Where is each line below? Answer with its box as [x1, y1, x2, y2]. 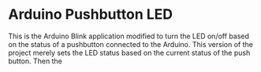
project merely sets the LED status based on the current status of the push [8, 48, 251, 57]
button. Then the [8, 56, 63, 66]
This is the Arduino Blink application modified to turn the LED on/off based [8, 31, 250, 41]
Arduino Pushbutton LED [8, 5, 173, 23]
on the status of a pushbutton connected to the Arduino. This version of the [8, 39, 254, 49]
